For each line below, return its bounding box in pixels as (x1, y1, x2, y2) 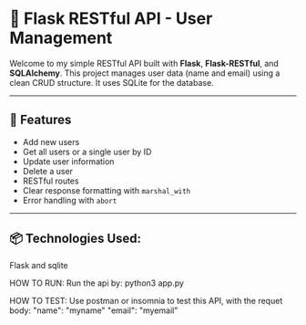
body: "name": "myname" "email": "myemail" (9, 305, 178, 316)
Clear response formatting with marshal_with (22, 184, 191, 195)
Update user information (22, 155, 115, 167)
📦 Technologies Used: (9, 231, 142, 246)
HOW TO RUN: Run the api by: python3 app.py (9, 278, 185, 288)
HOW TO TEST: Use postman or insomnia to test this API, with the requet (9, 295, 283, 306)
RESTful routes (22, 175, 79, 186)
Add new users (22, 136, 80, 147)
